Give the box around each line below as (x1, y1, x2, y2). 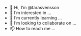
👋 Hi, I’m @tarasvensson (9, 5, 60, 10)
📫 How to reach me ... (9, 26, 55, 31)
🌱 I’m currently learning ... (9, 15, 62, 20)
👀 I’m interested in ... (9, 10, 52, 16)
